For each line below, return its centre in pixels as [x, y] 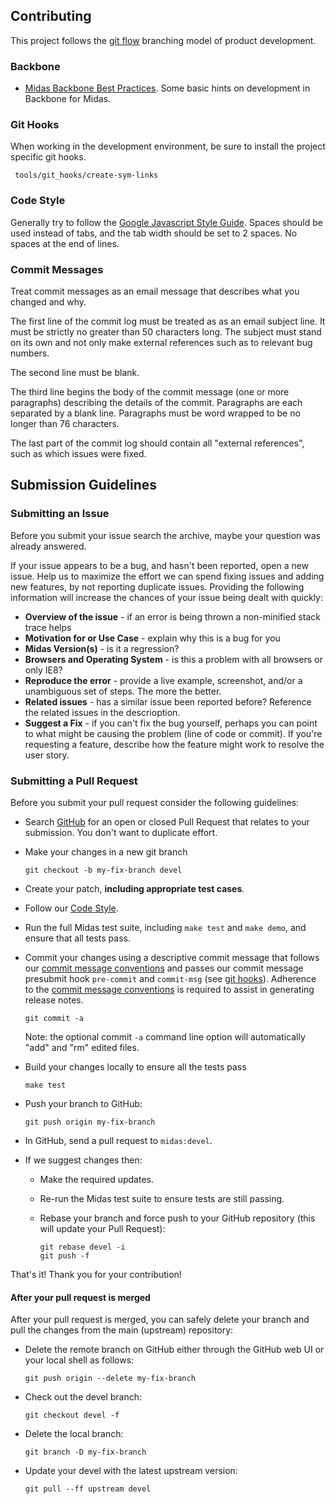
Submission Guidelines [84, 485]
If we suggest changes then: [83, 1160]
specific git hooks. [48, 157]
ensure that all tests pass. [78, 938]
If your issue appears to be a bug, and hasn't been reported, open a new [160, 565]
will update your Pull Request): [102, 1228]
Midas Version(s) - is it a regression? [102, 648]
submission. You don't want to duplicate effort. [121, 832]
